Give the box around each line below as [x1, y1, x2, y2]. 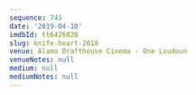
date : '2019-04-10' [9, 22, 83, 31]
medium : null [9, 64, 59, 73]
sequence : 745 [9, 13, 63, 23]
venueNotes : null [9, 55, 75, 64]
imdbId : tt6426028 [9, 30, 79, 39]
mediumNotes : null [9, 72, 79, 81]
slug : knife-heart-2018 [9, 38, 99, 48]
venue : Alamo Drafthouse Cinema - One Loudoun [9, 47, 188, 56]
